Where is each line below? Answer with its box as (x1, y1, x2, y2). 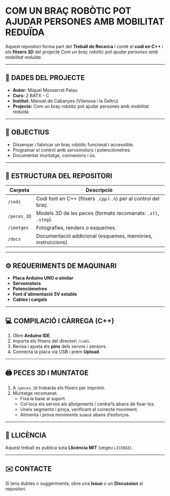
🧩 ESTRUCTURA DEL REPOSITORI (5, 171, 112, 180)
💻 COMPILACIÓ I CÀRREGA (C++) (5, 317, 115, 325)
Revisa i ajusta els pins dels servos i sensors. (12, 344, 107, 349)
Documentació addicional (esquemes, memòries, (36, 233, 153, 240)
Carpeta (9, 186, 30, 194)
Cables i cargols (12, 296, 48, 302)
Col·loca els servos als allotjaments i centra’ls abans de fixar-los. (20, 401, 155, 407)
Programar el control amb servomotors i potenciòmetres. (12, 147, 132, 153)
